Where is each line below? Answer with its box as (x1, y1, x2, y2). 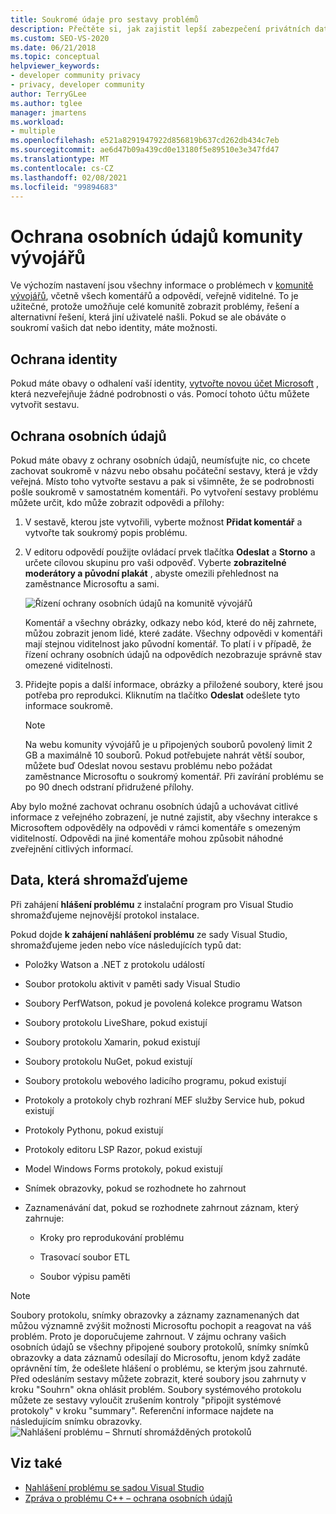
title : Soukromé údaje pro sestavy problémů (10, 14, 199, 25)
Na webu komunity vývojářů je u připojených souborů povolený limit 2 (24, 738, 313, 750)
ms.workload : (10, 117, 65, 127)
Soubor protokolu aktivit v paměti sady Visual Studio (24, 977, 241, 990)
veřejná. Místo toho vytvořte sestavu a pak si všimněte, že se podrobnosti (10, 475, 315, 487)
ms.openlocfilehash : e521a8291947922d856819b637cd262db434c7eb (10, 136, 280, 146)
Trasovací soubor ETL (39, 1251, 131, 1263)
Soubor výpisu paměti (39, 1270, 131, 1282)
